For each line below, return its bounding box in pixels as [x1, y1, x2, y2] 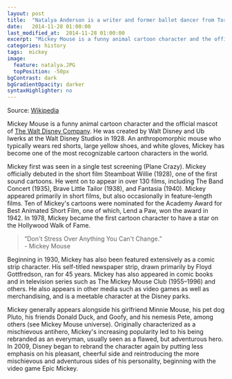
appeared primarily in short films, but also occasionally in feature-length [7, 192, 213, 201]
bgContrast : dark [7, 74, 57, 82]
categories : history [7, 42, 67, 49]
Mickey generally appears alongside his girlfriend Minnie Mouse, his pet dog [7, 306, 225, 314]
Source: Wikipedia [7, 107, 59, 115]
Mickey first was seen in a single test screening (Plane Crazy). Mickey [7, 163, 206, 171]
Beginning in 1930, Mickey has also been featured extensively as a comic [7, 255, 215, 264]
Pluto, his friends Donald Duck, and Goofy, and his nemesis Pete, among [7, 313, 214, 322]
